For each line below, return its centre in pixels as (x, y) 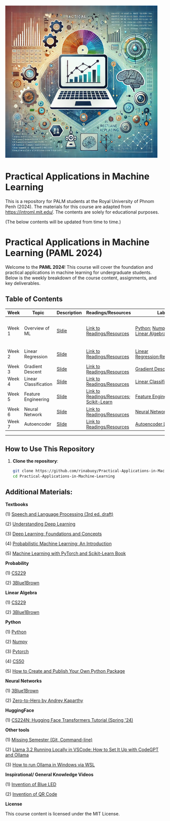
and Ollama (17, 755)
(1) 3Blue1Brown (22, 690)
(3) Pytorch (17, 651)
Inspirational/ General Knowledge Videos (49, 774)
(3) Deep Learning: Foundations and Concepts (54, 533)
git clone (23, 471)
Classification (38, 384)
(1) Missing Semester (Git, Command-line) (49, 740)
